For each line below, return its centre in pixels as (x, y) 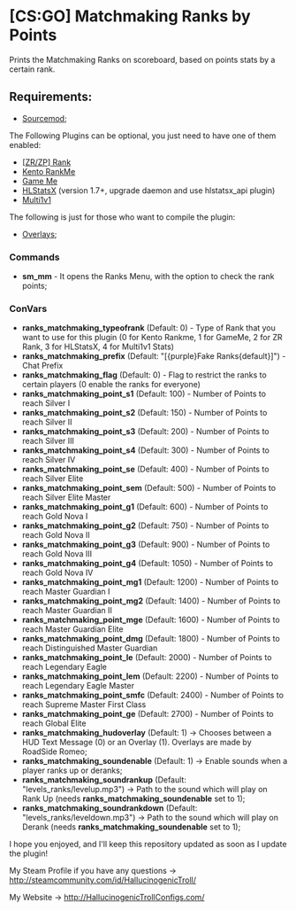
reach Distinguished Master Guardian (90, 648)
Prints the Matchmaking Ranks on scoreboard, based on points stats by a (142, 59)
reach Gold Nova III (57, 554)
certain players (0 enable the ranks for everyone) (111, 385)
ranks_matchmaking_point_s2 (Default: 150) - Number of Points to (144, 413)
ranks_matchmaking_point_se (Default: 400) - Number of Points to (145, 469)
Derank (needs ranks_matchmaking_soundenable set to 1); (131, 827)
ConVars (28, 308)
